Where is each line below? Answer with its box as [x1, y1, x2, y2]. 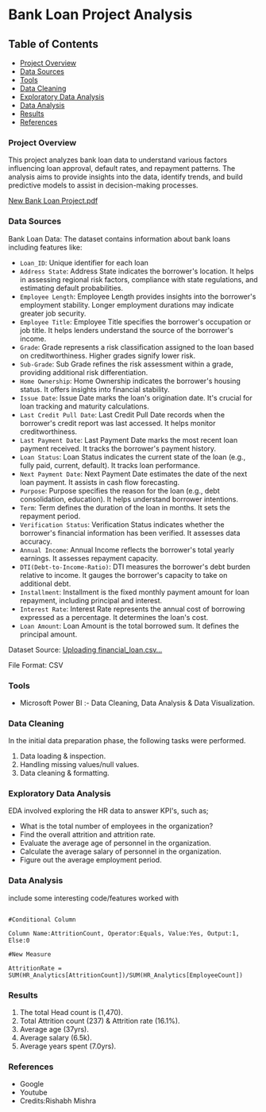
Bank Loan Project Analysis [8, 6, 193, 24]
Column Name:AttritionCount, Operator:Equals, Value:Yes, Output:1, [8, 929, 240, 937]
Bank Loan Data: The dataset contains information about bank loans [8, 234, 231, 243]
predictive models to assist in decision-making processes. [8, 180, 199, 190]
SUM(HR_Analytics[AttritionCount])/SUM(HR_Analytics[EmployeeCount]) [8, 971, 244, 979]
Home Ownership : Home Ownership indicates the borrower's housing [19, 376, 241, 386]
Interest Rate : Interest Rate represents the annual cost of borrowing [19, 604, 245, 614]
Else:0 [8, 936, 30, 944]
